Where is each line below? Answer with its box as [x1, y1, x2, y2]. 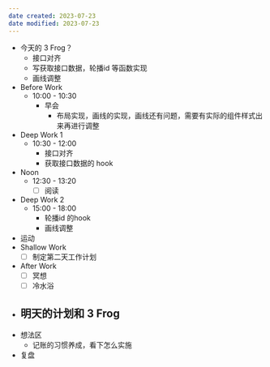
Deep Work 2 [19, 194, 65, 204]
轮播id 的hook [44, 212, 92, 223]
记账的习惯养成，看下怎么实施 [32, 339, 132, 349]
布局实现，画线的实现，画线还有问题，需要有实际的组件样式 [56, 110, 256, 120]
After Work [19, 261, 57, 271]
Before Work [19, 82, 63, 92]
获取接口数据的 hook [44, 158, 114, 168]
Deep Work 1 [19, 130, 63, 139]
